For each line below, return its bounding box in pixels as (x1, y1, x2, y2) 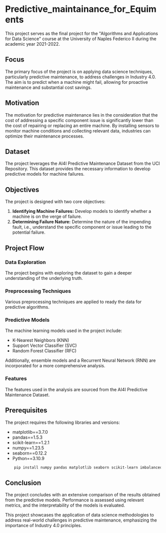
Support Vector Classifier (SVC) (12, 342, 77, 348)
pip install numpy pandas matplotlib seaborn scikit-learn (14, 465, 138, 470)
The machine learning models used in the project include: (5, 328, 123, 333)
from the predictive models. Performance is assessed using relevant (5, 497, 144, 503)
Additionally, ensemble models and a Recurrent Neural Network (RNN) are (5, 357, 156, 363)
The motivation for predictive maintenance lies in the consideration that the (5, 112, 158, 118)
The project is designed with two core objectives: (5, 199, 106, 204)
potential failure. (12, 229, 45, 235)
